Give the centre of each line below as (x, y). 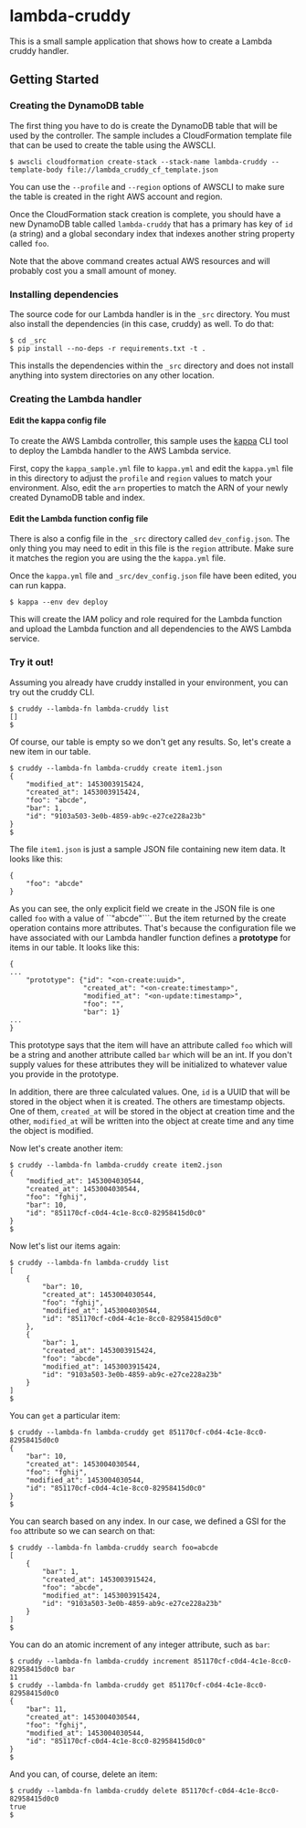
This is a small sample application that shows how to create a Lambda (141, 41)
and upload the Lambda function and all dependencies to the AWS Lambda (151, 629)
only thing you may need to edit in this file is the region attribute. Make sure (152, 548)
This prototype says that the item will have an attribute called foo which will (151, 1045)
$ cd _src (28, 340)
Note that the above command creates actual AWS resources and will (140, 260)
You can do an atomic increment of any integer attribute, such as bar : (140, 1644)
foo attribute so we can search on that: (82, 1530)
